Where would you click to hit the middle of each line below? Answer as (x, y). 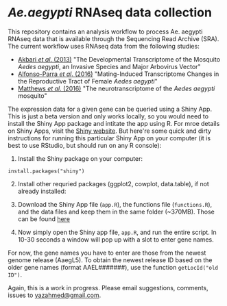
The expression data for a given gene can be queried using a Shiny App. (110, 109)
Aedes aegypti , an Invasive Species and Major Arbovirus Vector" (109, 66)
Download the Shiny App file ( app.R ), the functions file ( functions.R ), (115, 204)
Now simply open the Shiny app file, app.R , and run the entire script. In (117, 232)
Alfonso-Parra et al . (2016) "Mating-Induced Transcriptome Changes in (118, 74)
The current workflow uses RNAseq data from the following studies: (104, 46)
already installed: (42, 191)
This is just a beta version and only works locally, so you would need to (108, 116)
